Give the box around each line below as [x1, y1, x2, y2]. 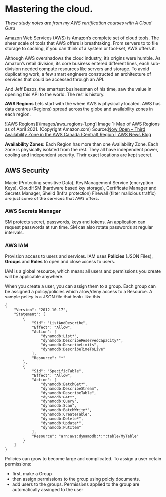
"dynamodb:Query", [40, 399, 79, 404]
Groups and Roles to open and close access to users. [5, 259, 116, 265]
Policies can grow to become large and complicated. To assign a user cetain [5, 456, 162, 462]
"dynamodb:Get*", [40, 395, 77, 400]
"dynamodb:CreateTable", [40, 412, 92, 417]
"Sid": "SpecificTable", [31, 369, 83, 374]
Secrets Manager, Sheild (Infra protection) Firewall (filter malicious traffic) [5, 190, 156, 196]
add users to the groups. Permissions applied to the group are [12, 481, 140, 487]
